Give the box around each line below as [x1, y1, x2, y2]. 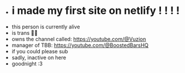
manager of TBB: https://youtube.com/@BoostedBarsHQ [11, 42, 149, 49]
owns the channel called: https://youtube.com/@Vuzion [11, 35, 146, 42]
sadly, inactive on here [11, 54, 66, 61]
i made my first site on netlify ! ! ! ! [11, 4, 180, 17]
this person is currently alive [11, 23, 80, 30]
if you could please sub [11, 48, 68, 54]
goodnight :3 [11, 60, 43, 67]
